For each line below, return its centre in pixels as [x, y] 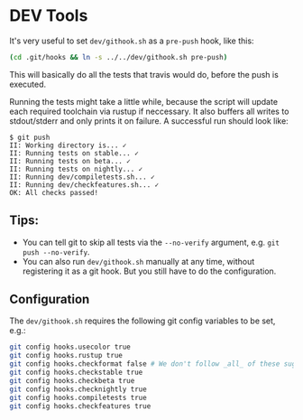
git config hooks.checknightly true [78, 389]
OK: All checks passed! [54, 192]
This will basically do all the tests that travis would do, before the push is [144, 74]
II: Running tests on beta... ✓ [70, 161]
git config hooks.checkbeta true [72, 380]
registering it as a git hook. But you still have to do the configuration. [149, 271]
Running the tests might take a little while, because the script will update [143, 101]
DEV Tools [49, 16]
